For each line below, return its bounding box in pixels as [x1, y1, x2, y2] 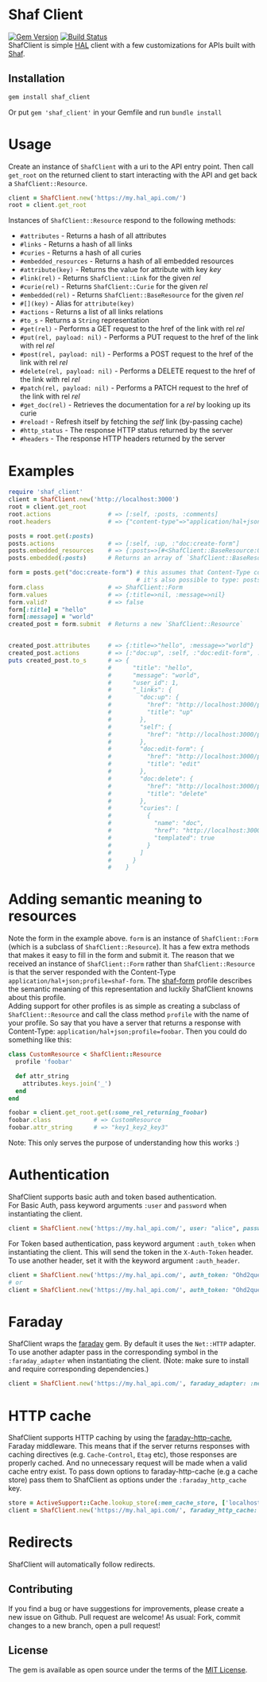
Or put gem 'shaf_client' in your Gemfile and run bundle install [8, 107, 222, 117]
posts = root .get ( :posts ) [8, 531, 94, 540]
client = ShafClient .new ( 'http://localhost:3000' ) [8, 496, 180, 504]
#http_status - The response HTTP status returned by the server [19, 426, 233, 435]
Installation [8, 72, 65, 85]
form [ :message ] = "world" [8, 613, 94, 621]
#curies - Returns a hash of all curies [19, 248, 141, 258]
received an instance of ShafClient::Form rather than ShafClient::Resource [8, 959, 256, 968]
